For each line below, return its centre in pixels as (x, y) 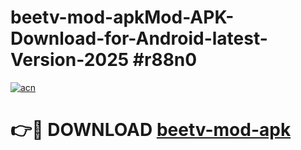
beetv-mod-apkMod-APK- (122, 17)
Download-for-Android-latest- (139, 38)
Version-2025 (70, 60)
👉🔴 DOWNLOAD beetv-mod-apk (151, 130)
